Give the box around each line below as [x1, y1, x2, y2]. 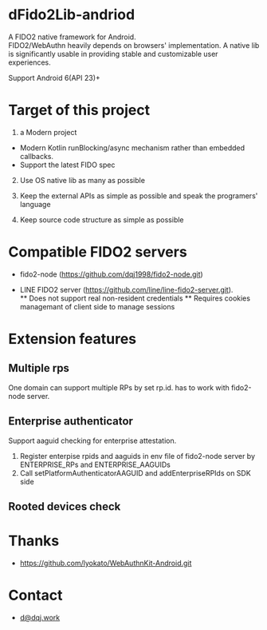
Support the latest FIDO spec [19, 160, 116, 169]
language [19, 199, 51, 209]
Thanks [8, 532, 60, 550]
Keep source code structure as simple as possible [19, 214, 185, 225]
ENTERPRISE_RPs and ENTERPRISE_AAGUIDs [19, 460, 171, 469]
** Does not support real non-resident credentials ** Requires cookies [19, 293, 251, 303]
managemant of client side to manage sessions [19, 301, 175, 311]
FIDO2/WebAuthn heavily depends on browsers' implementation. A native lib [8, 40, 260, 50]
